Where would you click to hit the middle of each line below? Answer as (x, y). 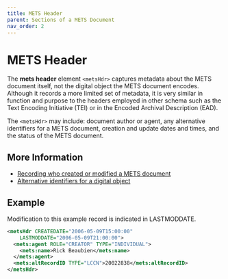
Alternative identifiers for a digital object (74, 181)
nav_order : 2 (26, 26)
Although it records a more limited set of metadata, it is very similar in (105, 94)
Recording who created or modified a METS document (94, 174)
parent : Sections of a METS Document (61, 20)
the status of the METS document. (55, 136)
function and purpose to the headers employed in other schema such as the (114, 101)
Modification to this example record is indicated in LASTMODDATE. (102, 219)
